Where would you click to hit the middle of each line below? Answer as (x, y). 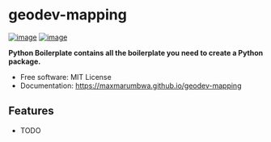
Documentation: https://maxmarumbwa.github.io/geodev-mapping (131, 86)
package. (25, 61)
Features (31, 111)
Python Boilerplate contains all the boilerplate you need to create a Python (136, 52)
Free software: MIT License (66, 77)
